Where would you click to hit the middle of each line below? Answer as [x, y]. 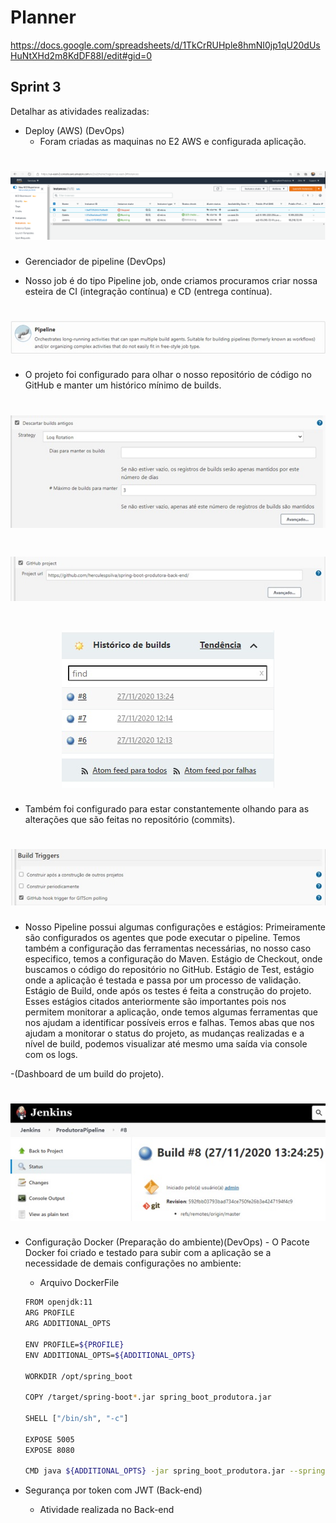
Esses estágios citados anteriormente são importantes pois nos [155, 1001]
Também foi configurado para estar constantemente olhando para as [167, 809]
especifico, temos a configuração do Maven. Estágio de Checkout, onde [173, 958]
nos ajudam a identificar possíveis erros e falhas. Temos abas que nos [169, 1022]
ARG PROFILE [49, 1313]
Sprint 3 [36, 87]
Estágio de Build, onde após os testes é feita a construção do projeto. [168, 990]
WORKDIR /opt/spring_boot [78, 1376]
